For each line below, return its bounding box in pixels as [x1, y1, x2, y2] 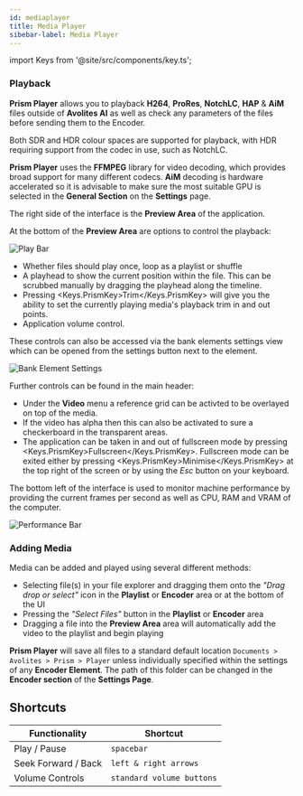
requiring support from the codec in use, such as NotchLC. [9, 144, 228, 155]
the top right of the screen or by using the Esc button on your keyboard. [22, 464, 290, 475]
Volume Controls [14, 772, 85, 784]
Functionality [28, 726, 87, 739]
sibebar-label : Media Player [9, 30, 119, 39]
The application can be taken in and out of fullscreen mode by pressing [22, 435, 289, 447]
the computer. [9, 501, 61, 512]
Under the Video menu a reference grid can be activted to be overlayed [22, 398, 289, 408]
